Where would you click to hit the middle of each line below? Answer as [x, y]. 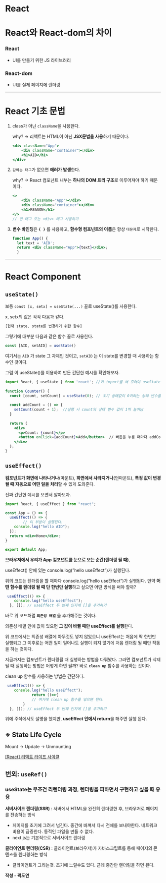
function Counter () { [27, 391]
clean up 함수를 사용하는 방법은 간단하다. [45, 676]
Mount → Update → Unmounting [38, 747]
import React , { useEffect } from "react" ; [51, 504]
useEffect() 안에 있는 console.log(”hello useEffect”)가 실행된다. [68, 570]
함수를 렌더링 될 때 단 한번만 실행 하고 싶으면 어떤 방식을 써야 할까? [73, 587]
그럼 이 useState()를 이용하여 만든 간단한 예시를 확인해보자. [62, 372]
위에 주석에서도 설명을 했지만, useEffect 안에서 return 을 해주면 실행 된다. [76, 719]
